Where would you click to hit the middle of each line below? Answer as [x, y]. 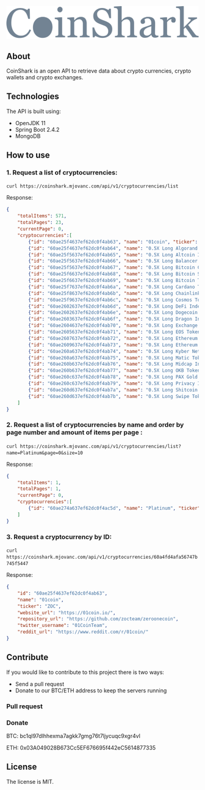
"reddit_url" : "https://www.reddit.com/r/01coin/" [83, 632]
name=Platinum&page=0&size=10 [45, 453]
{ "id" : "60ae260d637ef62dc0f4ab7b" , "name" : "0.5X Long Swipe [109, 396]
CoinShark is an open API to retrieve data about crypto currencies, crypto [99, 71]
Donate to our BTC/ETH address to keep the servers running [91, 690]
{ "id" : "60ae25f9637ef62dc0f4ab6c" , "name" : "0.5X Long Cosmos [110, 300]
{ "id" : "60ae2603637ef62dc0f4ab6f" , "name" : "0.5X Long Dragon [110, 319]
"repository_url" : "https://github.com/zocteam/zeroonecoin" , [98, 619]
